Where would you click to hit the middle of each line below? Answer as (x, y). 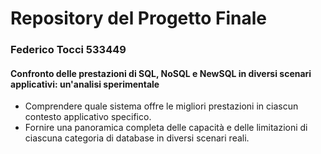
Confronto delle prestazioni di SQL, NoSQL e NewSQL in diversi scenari (161, 73)
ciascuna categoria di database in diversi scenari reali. (137, 138)
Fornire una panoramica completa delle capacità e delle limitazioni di (166, 128)
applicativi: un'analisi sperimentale (85, 84)
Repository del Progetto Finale (138, 18)
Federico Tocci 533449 (68, 50)
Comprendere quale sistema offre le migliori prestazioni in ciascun (161, 106)
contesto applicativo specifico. (88, 117)
